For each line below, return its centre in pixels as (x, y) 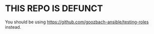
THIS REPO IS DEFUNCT (54, 8)
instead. (13, 27)
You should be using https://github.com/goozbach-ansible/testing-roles (77, 22)
